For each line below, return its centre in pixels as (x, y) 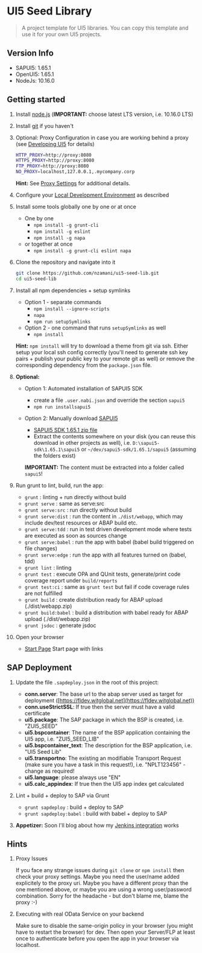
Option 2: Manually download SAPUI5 (71, 418)
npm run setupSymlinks (62, 322)
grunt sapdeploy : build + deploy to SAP (74, 807)
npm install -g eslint (62, 232)
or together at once (49, 244)
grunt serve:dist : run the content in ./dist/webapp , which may (104, 516)
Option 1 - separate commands (63, 302)
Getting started (36, 100)
